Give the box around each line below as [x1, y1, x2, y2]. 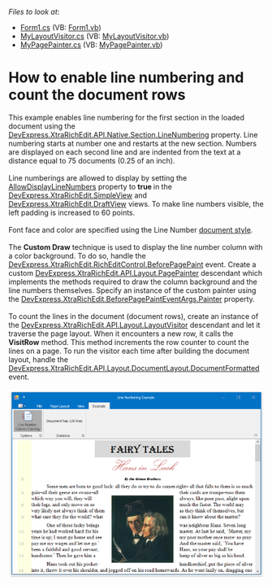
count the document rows [8, 85, 186, 104]
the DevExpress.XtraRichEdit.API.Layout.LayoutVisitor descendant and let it [8, 320, 261, 330]
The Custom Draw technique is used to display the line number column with [8, 242, 263, 251]
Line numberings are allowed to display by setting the [8, 172, 188, 182]
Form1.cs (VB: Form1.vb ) [19, 23, 101, 32]
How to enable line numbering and [8, 68, 244, 87]
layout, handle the [8, 354, 69, 365]
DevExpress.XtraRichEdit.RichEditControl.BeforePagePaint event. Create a [8, 260, 257, 269]
